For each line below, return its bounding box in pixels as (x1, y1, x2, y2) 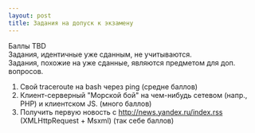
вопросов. (8, 66, 44, 76)
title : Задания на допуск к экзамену (8, 19, 134, 27)
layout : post (8, 11, 52, 20)
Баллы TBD (8, 41, 46, 50)
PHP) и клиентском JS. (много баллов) (19, 99, 152, 108)
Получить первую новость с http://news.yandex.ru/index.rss (19, 107, 223, 116)
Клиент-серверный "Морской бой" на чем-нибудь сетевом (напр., (19, 90, 248, 100)
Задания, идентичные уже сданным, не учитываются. (8, 49, 193, 59)
